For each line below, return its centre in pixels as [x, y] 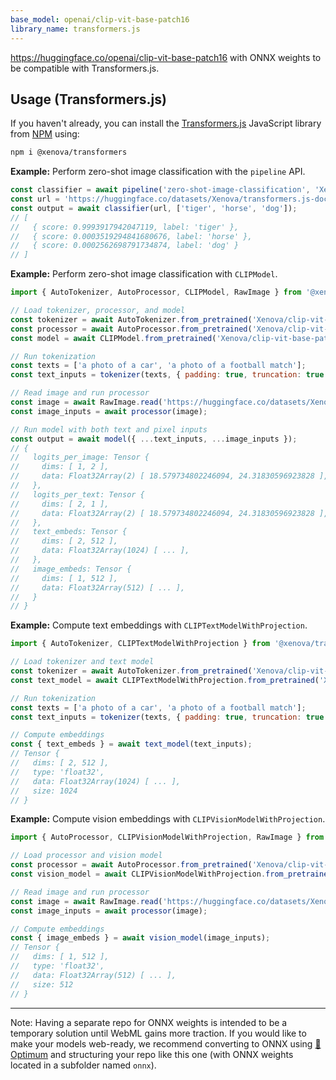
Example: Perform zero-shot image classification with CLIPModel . [144, 274]
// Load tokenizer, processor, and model [98, 311]
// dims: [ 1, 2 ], [60, 467]
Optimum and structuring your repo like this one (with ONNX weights [152, 1054]
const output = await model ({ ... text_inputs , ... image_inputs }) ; [154, 439]
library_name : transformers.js [75, 29]
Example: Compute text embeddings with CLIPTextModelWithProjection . [159, 625]
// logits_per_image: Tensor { [80, 457]
